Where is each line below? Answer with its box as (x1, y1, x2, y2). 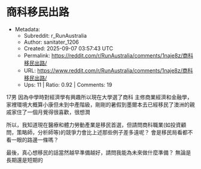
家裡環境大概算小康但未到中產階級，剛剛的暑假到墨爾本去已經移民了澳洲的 (6, 101, 190, 108)
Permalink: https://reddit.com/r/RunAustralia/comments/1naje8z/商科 (23, 52, 193, 59)
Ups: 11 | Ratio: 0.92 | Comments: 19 (23, 81, 112, 88)
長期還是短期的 (6, 156, 43, 164)
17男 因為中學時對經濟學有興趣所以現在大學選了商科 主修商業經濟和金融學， (6, 93, 193, 101)
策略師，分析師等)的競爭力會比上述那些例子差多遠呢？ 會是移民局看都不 (16, 128, 193, 135)
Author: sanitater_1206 (23, 38, 79, 46)
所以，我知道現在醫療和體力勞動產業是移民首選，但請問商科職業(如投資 (6, 121, 181, 128)
